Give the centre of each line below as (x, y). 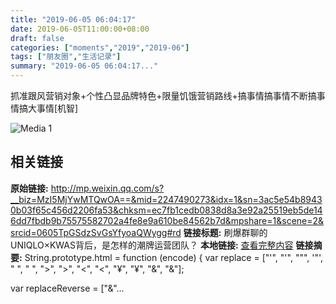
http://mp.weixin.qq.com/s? (107, 188)
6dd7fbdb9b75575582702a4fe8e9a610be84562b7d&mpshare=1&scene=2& (167, 220)
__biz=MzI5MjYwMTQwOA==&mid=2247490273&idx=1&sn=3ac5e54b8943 (166, 199)
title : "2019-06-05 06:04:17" (73, 19)
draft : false (37, 38)
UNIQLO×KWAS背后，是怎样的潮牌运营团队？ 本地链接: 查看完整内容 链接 (162, 245)
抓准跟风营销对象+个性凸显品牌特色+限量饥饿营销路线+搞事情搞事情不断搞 (163, 95)
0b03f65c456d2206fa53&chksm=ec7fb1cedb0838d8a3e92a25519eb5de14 (166, 210)
